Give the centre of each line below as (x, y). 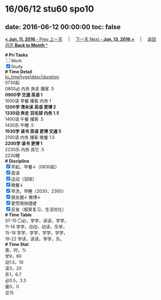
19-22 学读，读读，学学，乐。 (35, 239)
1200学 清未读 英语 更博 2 (31, 107)
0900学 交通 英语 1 (24, 95)
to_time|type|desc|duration (32, 77)
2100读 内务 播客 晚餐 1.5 (30, 137)
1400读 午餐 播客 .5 (24, 119)
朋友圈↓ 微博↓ (26, 197)
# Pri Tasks (16, 55)
